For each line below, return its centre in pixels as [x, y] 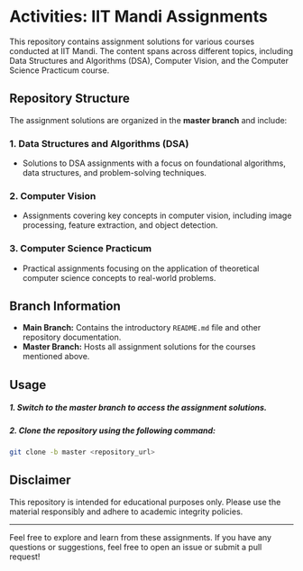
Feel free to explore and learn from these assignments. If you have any [141, 537]
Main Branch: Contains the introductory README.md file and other [142, 328]
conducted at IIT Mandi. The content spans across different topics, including [151, 50]
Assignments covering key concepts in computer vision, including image [157, 216]
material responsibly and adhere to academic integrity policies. [126, 512]
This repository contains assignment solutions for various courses [132, 41]
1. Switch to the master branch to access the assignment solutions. [138, 408]
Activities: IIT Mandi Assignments [138, 17]
